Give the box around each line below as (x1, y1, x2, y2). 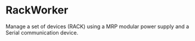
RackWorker (5, 4, 69, 17)
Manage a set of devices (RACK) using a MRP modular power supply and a (5, 23, 189, 30)
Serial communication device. (5, 29, 79, 36)
